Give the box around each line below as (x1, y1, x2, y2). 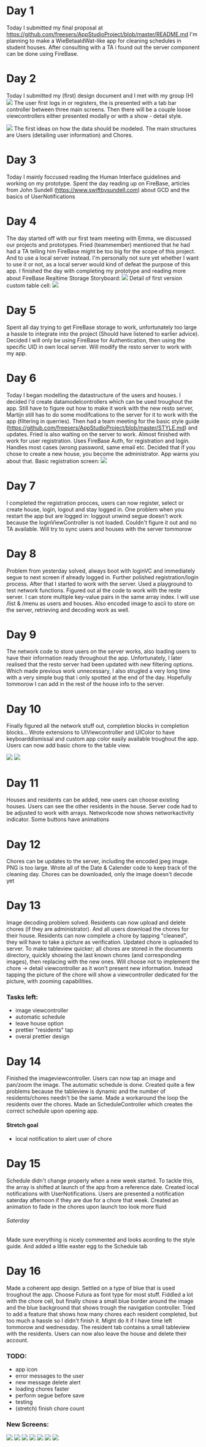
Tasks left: (6, 993, 39, 1001)
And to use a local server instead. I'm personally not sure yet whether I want (6, 254, 199, 261)
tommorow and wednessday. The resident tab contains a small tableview (6, 1323, 190, 1330)
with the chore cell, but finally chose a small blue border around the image (6, 1297, 194, 1305)
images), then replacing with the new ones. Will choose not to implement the (6, 958, 200, 965)
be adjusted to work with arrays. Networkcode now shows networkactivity (6, 809, 194, 817)
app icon (15, 1366, 38, 1373)
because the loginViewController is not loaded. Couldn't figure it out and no (6, 519, 197, 526)
